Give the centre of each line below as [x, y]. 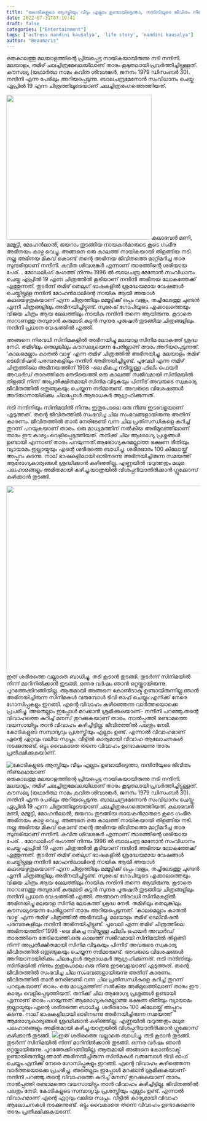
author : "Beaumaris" [33, 41]
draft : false [23, 23]
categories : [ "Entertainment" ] [46, 29]
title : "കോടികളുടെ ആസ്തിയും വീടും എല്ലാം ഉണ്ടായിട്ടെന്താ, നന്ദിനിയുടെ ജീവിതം [98, 12]
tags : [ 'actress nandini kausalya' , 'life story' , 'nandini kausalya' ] [100, 35]
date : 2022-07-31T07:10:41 [41, 18]
